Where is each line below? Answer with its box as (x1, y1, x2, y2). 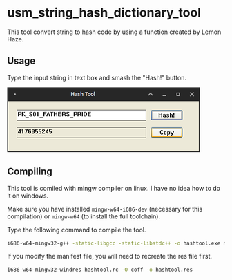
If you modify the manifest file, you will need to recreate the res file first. (7, 252, 213, 261)
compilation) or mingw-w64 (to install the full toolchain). (7, 212, 161, 221)
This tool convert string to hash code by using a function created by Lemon (7, 28, 222, 36)
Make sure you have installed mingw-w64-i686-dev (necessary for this (7, 205, 203, 213)
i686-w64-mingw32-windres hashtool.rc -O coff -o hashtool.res (7, 266, 193, 274)
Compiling (7, 166, 53, 178)
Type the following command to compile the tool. (7, 225, 146, 234)
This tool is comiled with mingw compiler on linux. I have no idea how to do (7, 184, 221, 192)
